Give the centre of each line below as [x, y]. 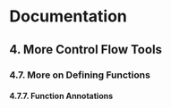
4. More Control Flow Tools [86, 50]
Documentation [68, 17]
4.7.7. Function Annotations [61, 96]
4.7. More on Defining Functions [80, 75]
